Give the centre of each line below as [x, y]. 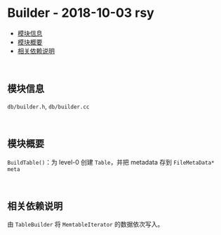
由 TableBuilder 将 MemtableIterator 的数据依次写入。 [86, 224]
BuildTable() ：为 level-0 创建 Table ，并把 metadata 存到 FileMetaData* [111, 162]
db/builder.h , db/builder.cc [48, 106]
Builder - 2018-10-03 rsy [81, 13]
